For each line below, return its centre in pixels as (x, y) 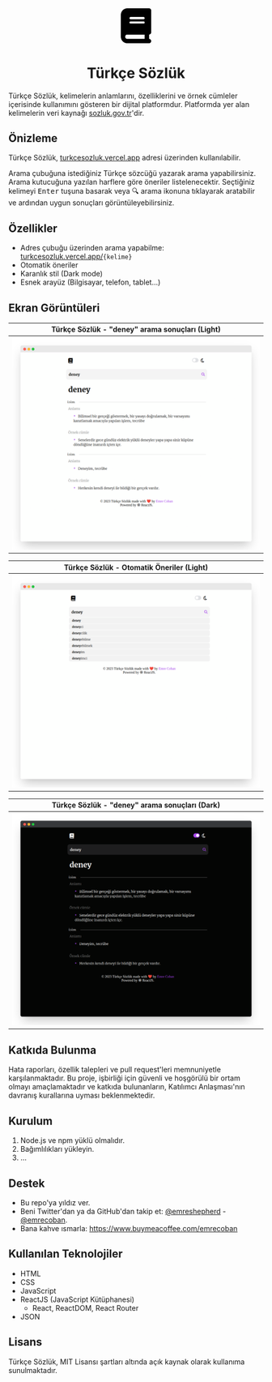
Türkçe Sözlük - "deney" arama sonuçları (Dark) (136, 805)
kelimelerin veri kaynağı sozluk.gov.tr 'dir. (76, 113)
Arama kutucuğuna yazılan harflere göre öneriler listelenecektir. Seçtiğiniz (132, 182)
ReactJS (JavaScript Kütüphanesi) (77, 1299)
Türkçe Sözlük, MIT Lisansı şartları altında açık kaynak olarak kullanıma (127, 1362)
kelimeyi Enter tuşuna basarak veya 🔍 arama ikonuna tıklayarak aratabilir (132, 191)
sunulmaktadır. (33, 1370)
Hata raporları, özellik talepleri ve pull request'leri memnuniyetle (115, 1070)
